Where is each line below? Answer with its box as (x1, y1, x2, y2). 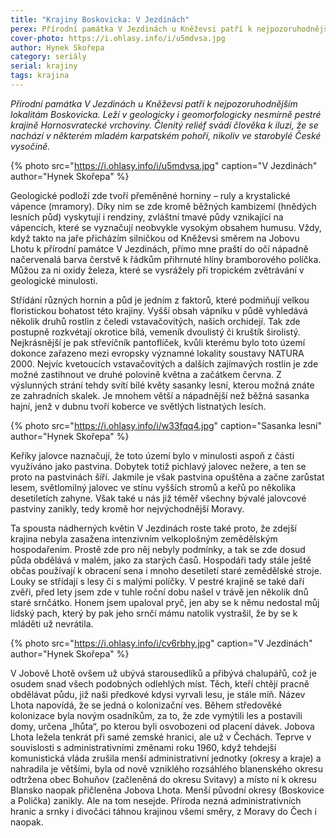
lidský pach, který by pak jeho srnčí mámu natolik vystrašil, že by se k (10, 607, 298, 619)
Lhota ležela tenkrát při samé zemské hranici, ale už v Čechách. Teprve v (10, 731, 312, 743)
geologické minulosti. (10, 274, 98, 286)
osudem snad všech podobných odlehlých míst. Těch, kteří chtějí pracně (10, 677, 310, 690)
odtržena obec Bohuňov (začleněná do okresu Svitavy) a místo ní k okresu (10, 773, 317, 785)
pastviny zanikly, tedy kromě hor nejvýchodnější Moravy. (10, 502, 245, 515)
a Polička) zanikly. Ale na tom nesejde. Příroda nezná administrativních (10, 794, 302, 806)
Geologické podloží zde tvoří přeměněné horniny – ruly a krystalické (10, 189, 291, 201)
